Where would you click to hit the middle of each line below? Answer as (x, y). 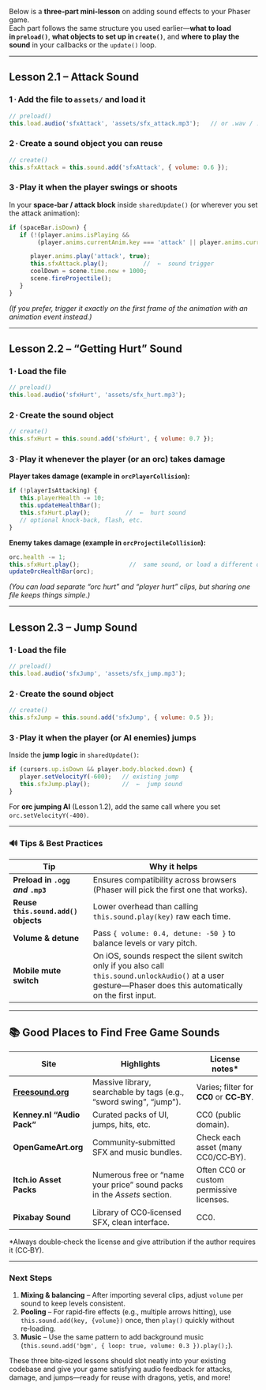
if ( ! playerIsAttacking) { (53, 491)
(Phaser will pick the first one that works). (170, 890)
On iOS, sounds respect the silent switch (168, 956)
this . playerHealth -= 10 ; (62, 498)
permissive (217, 1190)
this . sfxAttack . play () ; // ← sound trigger (122, 264)
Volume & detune (46, 938)
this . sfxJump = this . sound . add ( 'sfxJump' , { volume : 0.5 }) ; (112, 717)
